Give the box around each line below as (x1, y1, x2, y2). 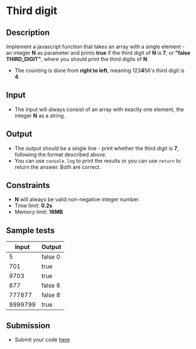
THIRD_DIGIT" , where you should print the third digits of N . (6, 56, 149, 62)
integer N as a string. (14, 112, 66, 119)
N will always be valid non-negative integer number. (14, 196, 140, 203)
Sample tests (6, 225, 55, 236)
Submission (6, 320, 51, 330)
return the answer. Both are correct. (14, 163, 101, 170)
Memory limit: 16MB (14, 209, 63, 216)
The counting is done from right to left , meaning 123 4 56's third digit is (14, 67, 185, 74)
